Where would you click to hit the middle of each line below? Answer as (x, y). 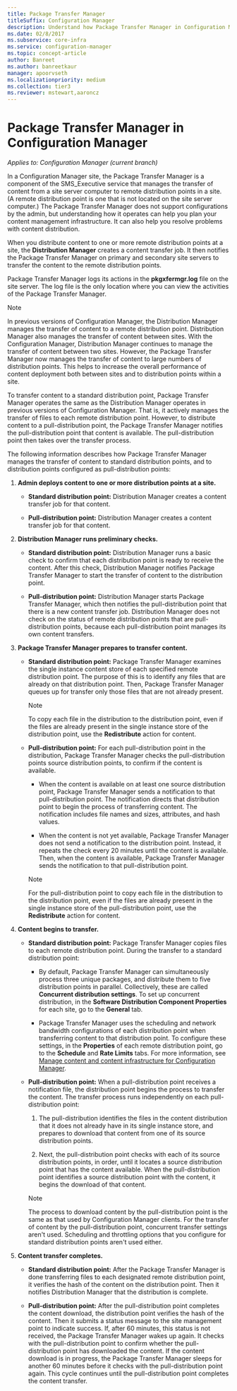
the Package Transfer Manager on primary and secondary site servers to (113, 258)
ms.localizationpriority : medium (56, 80)
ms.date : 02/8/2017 (36, 34)
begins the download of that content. (92, 1185)
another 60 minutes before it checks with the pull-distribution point (126, 1366)
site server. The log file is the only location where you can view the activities (118, 287)
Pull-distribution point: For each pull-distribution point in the (117, 748)
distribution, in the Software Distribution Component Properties (133, 1002)
